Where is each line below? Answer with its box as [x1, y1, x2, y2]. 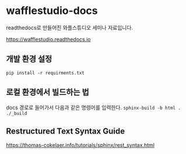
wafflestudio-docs [6, 4, 98, 17]
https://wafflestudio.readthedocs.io [6, 36, 92, 43]
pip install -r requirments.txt [6, 70, 85, 76]
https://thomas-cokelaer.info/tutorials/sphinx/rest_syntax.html [6, 142, 155, 149]
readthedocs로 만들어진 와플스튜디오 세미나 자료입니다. [6, 24, 133, 31]
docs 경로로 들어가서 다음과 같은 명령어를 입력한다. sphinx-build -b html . [6, 104, 181, 111]
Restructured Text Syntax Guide [6, 126, 125, 136]
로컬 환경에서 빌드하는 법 [6, 87, 89, 97]
